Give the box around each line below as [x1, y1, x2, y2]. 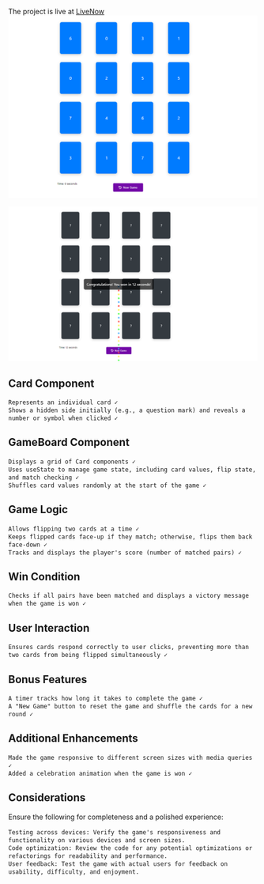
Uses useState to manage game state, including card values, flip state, [8, 466, 257, 474]
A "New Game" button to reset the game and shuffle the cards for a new [8, 703, 253, 711]
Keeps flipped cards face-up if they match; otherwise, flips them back [8, 533, 253, 541]
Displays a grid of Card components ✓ [8, 458, 136, 466]
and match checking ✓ [8, 474, 80, 482]
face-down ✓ [8, 541, 47, 549]
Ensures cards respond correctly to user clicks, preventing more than [8, 644, 249, 652]
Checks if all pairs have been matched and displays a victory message [8, 592, 249, 600]
